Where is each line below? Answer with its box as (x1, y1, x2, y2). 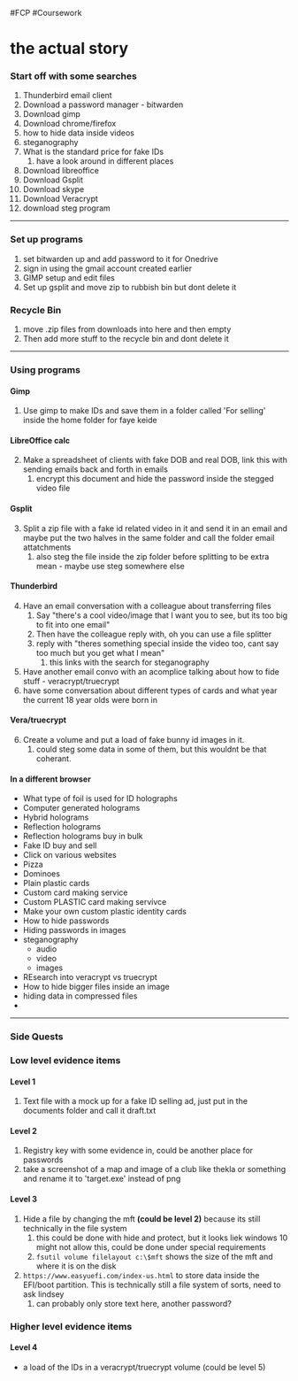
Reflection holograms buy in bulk (22, 831, 144, 842)
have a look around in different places (35, 156, 174, 166)
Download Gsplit (22, 174, 83, 185)
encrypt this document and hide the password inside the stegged (35, 474, 274, 484)
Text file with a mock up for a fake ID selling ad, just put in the (22, 1096, 248, 1107)
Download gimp (22, 109, 80, 120)
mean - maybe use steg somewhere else (35, 560, 185, 571)
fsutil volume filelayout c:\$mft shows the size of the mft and (35, 1251, 273, 1261)
